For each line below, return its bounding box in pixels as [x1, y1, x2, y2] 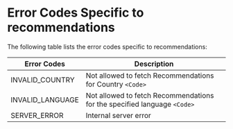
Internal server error [85, 110, 151, 120]
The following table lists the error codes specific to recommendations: [7, 42, 208, 51]
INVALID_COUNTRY [10, 75, 75, 85]
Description [134, 59, 174, 69]
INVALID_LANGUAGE [10, 95, 80, 105]
